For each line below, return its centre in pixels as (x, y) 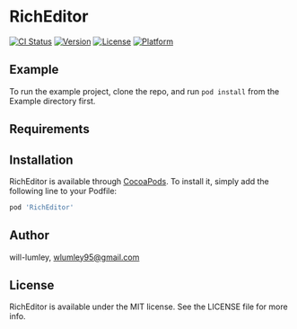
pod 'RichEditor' (42, 207)
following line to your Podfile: (63, 191)
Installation (41, 160)
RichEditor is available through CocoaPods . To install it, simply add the (139, 181)
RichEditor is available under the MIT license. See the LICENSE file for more (149, 307)
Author (29, 236)
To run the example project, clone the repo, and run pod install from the (144, 91)
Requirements (49, 129)
